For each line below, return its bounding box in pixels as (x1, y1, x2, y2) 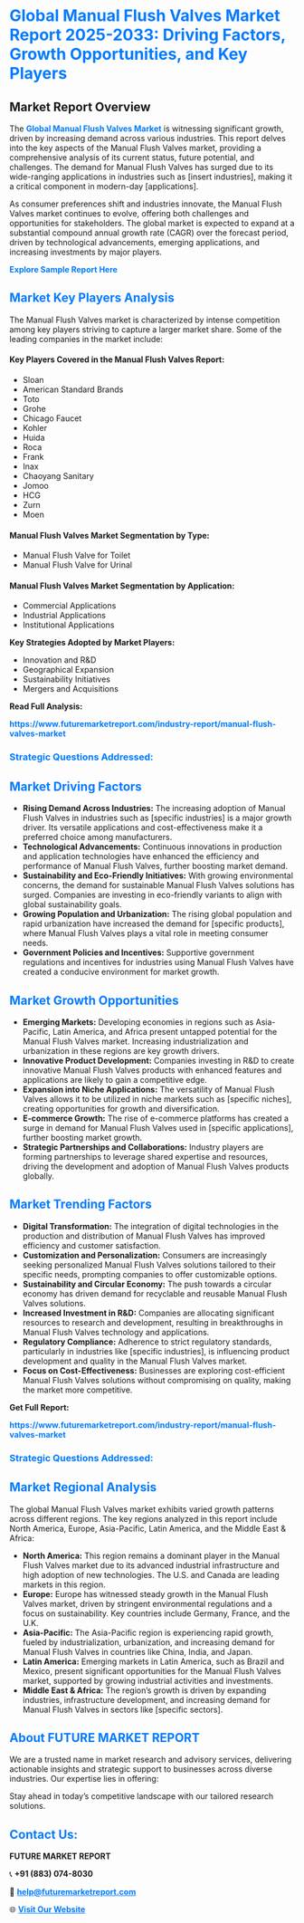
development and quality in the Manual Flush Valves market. (22, 1355, 247, 1366)
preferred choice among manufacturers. (22, 832, 173, 843)
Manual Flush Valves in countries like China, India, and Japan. (22, 1646, 253, 1657)
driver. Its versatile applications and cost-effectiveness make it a (22, 822, 263, 833)
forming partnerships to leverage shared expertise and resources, (22, 1151, 269, 1162)
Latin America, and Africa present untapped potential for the (52, 1026, 278, 1037)
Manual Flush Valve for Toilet (22, 550, 131, 561)
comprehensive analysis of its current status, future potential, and (9, 152, 255, 163)
